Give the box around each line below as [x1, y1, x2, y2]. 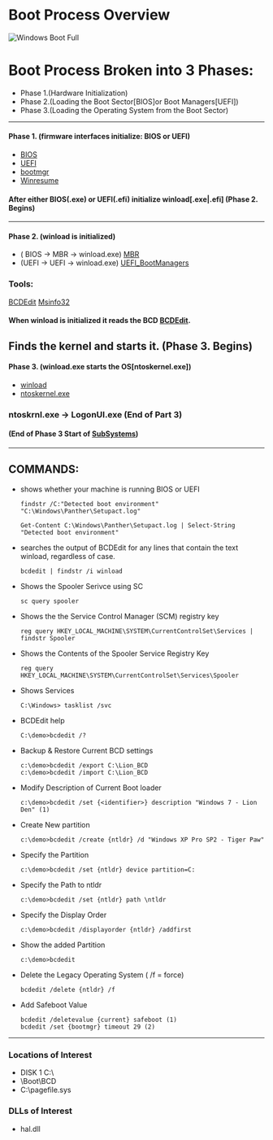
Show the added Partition [19, 940, 106, 950]
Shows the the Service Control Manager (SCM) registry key [19, 611, 219, 621]
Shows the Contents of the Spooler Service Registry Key [19, 649, 210, 658]
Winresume [19, 176, 59, 186]
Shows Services [19, 685, 75, 695]
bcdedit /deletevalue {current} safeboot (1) [19, 1016, 177, 1024]
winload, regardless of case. [19, 551, 115, 561]
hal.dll [19, 1124, 41, 1133]
